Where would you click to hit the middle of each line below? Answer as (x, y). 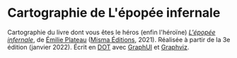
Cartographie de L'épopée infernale (114, 13)
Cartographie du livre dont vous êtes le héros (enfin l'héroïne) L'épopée (111, 32)
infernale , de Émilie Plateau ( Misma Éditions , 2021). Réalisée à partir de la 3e (119, 39)
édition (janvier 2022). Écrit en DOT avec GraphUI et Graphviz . (98, 47)
